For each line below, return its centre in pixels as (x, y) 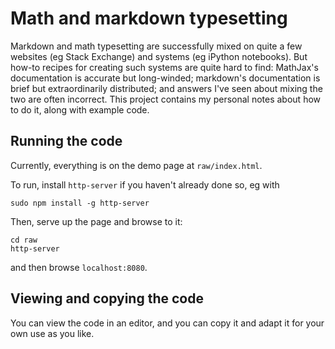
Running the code (66, 141)
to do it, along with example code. (80, 109)
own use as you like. (52, 333)
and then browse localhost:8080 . (79, 267)
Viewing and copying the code (107, 298)
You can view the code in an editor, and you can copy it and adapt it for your (167, 323)
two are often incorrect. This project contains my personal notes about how (166, 99)
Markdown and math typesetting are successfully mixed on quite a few (156, 46)
